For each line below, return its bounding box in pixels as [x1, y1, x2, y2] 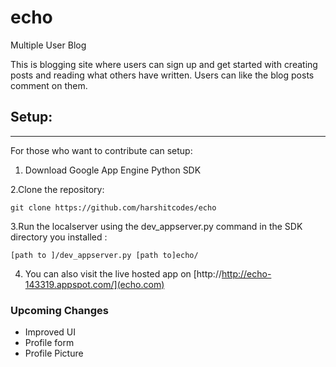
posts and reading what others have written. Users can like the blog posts [10, 69, 315, 81]
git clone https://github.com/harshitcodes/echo [10, 202, 217, 213]
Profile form [24, 337, 75, 349]
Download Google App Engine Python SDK [24, 164, 202, 176]
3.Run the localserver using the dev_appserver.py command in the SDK [10, 220, 303, 232]
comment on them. [10, 79, 88, 91]
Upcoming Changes [10, 303, 109, 317]
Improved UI [24, 326, 76, 338]
